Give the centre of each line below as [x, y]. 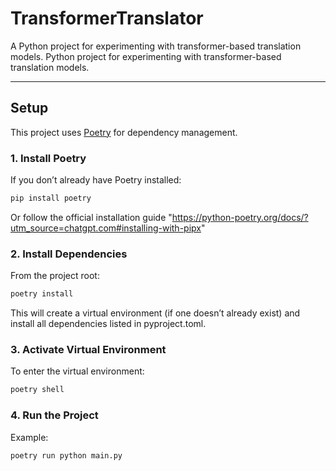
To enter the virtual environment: [77, 371]
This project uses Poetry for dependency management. [124, 132]
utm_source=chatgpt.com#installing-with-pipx [106, 228]
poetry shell [37, 390]
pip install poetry [51, 198]
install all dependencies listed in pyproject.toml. [108, 324]
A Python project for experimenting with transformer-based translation [156, 46]
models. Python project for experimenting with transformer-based [146, 56]
